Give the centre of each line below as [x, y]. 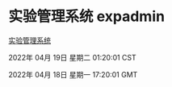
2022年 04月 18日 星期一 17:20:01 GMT [73, 74]
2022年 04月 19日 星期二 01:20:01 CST [73, 57]
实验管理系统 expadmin [87, 17]
